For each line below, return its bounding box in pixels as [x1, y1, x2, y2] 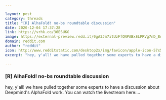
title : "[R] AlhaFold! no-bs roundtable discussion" [5, 21, 116, 25]
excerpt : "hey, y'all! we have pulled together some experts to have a [5, 52, 156, 57]
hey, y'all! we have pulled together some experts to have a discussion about [5, 84, 160, 90]
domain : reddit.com [5, 39, 45, 44]
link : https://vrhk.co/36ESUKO [5, 30, 70, 35]
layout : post [5, 11, 32, 16]
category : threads [5, 16, 43, 21]
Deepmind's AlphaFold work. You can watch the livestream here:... [5, 89, 141, 95]
